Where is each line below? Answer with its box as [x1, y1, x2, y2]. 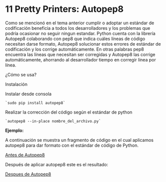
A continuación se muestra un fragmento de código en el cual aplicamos [5, 137, 154, 143]
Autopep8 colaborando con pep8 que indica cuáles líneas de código [5, 36, 146, 42]
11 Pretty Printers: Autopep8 [5, 3, 124, 15]
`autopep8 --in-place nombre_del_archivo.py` [5, 119, 101, 123]
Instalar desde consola [5, 91, 52, 97]
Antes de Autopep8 [5, 152, 45, 158]
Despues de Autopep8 [5, 171, 51, 177]
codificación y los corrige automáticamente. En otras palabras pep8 [5, 46, 144, 52]
